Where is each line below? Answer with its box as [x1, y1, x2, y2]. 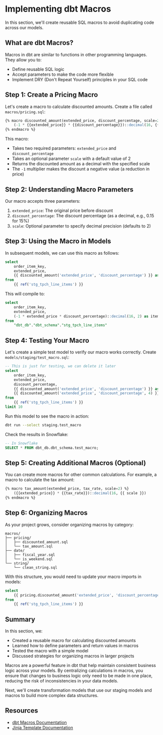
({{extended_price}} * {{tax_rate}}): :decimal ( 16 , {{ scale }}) [14, 491, 147, 496]
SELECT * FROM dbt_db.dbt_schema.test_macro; [5, 445, 98, 450]
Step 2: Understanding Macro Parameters [5, 185, 133, 193]
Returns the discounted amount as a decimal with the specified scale [12, 161, 150, 167]
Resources [5, 706, 38, 715]
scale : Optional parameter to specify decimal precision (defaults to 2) [12, 223, 151, 229]
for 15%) [12, 218, 30, 224]
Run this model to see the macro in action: [5, 413, 89, 419]
